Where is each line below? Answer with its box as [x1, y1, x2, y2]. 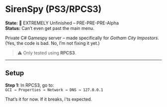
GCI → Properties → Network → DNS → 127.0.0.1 [5, 87, 103, 93]
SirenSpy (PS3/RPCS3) [5, 3, 102, 15]
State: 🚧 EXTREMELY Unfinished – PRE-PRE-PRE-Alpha [5, 20, 119, 26]
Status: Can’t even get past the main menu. [5, 25, 94, 31]
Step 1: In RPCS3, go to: [5, 82, 54, 88]
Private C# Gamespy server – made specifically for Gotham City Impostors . [5, 35, 159, 41]
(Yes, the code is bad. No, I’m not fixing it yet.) [5, 40, 100, 46]
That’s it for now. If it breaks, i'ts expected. [5, 96, 92, 102]
